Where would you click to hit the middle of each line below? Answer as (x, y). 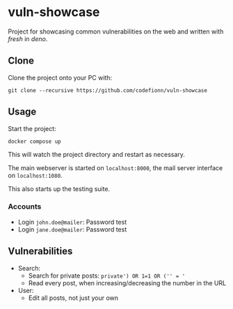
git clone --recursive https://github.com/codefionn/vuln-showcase (108, 90)
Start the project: (32, 128)
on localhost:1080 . (35, 175)
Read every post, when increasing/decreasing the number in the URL (127, 282)
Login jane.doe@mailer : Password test (72, 229)
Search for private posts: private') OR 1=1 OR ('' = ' (107, 276)
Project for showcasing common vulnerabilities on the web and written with (116, 31)
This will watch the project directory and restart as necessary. (96, 154)
